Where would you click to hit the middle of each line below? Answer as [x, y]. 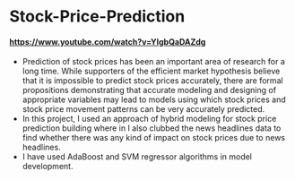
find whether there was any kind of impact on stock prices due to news [153, 138]
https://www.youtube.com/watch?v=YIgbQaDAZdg [108, 41]
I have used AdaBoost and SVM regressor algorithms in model [137, 157]
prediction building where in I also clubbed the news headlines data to [152, 128]
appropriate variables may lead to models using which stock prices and [154, 99]
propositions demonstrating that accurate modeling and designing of [149, 90]
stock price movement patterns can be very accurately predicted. [143, 109]
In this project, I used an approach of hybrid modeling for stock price [149, 119]
